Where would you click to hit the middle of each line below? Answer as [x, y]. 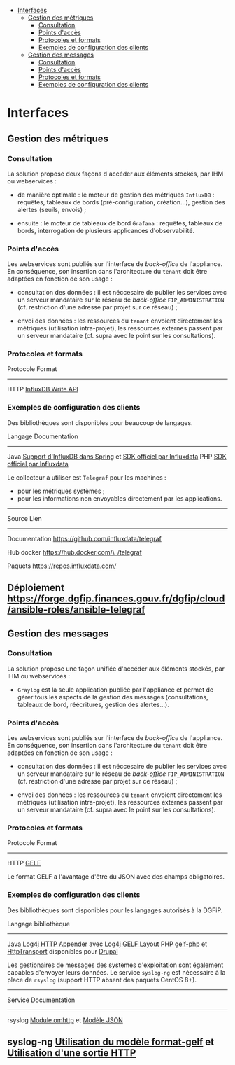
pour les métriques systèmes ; [61, 491]
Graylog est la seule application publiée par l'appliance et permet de [115, 690]
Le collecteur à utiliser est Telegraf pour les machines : [87, 477]
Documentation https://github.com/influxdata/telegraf [85, 538]
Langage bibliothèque [38, 924]
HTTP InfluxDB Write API [43, 389]
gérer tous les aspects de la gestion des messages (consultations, [113, 697]
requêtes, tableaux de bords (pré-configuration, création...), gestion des [121, 202]
